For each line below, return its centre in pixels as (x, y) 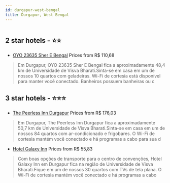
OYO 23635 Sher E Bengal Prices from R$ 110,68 (63, 55)
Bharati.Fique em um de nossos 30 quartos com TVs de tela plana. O (90, 170)
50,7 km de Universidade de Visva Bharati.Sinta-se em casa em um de (91, 128)
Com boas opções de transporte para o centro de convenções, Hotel (90, 159)
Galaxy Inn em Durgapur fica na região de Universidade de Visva (85, 164)
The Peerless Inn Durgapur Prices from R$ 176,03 (64, 113)
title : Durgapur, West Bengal (37, 15)
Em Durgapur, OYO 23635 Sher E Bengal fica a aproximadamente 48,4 (91, 65)
